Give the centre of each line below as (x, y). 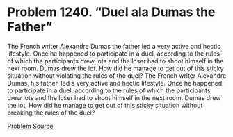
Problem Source (30, 126)
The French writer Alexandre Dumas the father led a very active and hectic (114, 46)
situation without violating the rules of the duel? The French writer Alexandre (117, 75)
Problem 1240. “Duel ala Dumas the (111, 12)
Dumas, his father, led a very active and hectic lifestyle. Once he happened (115, 83)
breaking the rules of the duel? (51, 113)
